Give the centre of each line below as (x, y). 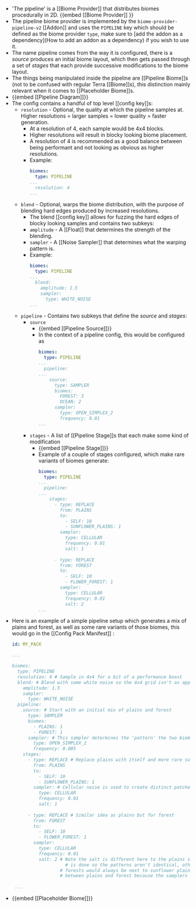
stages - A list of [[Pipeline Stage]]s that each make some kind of (109, 435)
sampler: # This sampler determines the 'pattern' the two (102, 738)
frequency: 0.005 (55, 749)
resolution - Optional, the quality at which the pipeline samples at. (102, 110)
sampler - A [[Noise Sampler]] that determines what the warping (108, 243)
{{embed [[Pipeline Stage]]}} (73, 448)
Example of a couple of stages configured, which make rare (112, 454)
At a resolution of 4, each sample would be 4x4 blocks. (97, 128)
